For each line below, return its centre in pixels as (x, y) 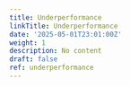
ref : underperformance (52, 68)
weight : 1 (28, 43)
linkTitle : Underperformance (64, 26)
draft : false (34, 59)
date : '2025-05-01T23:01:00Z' (66, 34)
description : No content (56, 51)
